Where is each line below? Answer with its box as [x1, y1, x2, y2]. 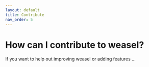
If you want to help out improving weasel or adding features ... [5, 56, 136, 62]
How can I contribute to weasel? [5, 39, 144, 51]
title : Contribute [5, 12, 44, 17]
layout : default [5, 7, 40, 13]
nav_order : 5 [5, 17, 33, 22]
